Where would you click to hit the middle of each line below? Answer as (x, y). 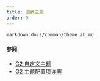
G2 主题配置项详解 (38, 71)
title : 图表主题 (25, 12)
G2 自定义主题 (33, 64)
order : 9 (17, 18)
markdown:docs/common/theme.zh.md (50, 34)
